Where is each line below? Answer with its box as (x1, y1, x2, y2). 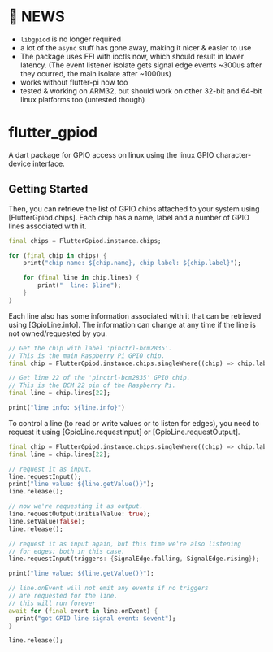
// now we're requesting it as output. (8, 502, 144, 511)
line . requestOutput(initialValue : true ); (8, 510, 151, 519)
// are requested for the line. (8, 592, 118, 600)
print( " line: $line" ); (37, 281, 122, 289)
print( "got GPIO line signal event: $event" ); (15, 614, 176, 623)
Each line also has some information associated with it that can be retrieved (8, 311, 262, 320)
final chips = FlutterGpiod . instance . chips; (8, 237, 162, 245)
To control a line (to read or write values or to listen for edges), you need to (8, 418, 260, 428)
